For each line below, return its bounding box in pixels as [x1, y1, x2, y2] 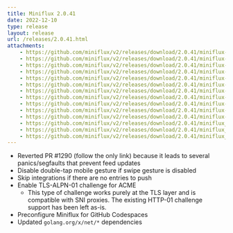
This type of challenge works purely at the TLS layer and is [27, 189, 196, 197]
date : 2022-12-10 [7, 17, 58, 24]
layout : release [7, 29, 54, 37]
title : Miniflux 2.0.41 [7, 10, 76, 17]
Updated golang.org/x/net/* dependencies [17, 218, 142, 226]
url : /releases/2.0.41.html [7, 36, 89, 43]
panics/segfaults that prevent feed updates [17, 159, 141, 167]
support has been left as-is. [27, 203, 107, 212]
